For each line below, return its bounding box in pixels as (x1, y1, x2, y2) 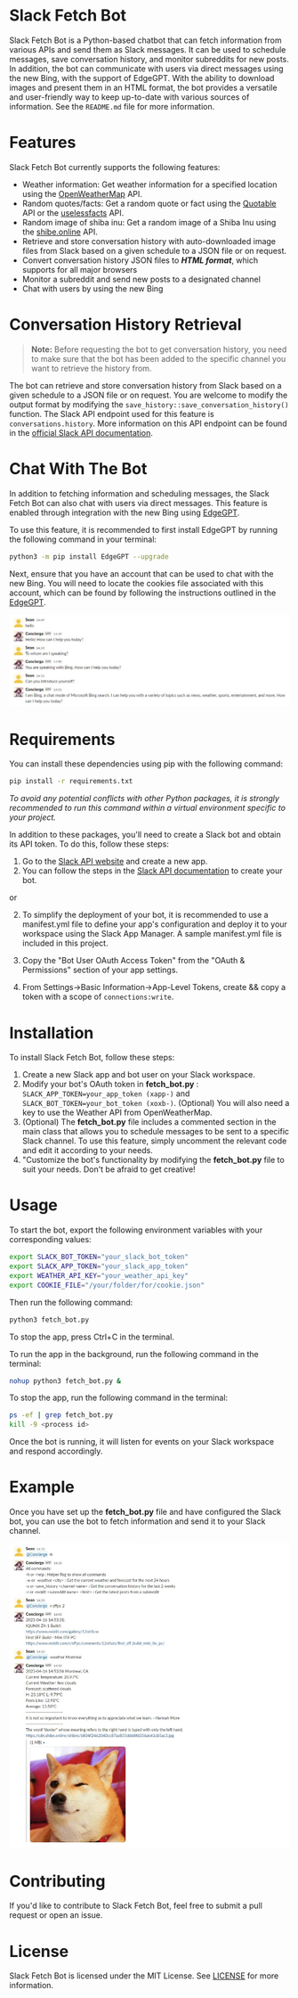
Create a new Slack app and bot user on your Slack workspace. (21, 1069, 255, 1080)
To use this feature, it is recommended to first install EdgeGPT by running (9, 524, 278, 535)
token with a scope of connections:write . (21, 991, 174, 1003)
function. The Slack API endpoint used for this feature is (9, 408, 215, 419)
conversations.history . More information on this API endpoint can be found (9, 418, 287, 429)
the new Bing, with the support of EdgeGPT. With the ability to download (9, 72, 275, 83)
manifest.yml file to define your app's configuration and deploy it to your (21, 919, 287, 929)
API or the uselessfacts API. (21, 207, 125, 218)
